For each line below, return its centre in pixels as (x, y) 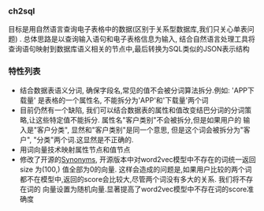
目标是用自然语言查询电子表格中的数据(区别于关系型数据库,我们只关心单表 (128, 29)
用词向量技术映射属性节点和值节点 (75, 149)
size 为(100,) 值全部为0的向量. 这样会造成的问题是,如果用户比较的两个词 (136, 169)
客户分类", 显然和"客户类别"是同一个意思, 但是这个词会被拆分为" (140, 130)
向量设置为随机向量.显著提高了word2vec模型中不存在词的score (145, 189)
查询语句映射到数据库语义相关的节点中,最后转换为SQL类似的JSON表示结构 (129, 49)
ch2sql (22, 11)
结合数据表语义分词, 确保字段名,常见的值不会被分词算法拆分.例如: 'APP (134, 90)
